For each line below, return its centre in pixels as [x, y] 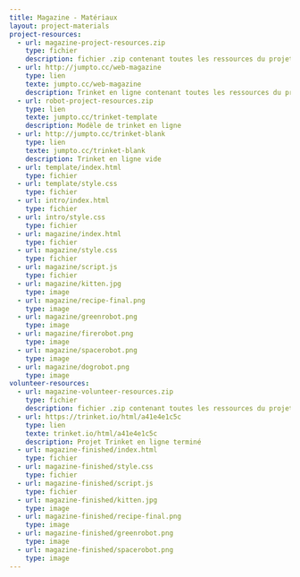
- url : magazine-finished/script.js [85, 483]
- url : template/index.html [70, 167]
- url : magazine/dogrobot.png [73, 367]
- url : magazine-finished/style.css [85, 467]
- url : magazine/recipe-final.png [81, 301]
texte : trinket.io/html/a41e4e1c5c [92, 433]
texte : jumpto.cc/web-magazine [83, 84]
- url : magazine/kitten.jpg [70, 284]
